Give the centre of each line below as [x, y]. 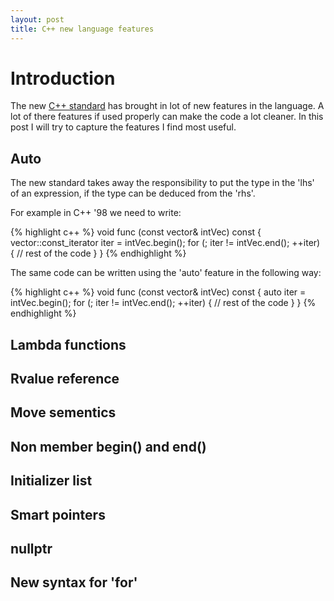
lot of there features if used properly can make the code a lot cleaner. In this [167, 117]
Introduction [63, 78]
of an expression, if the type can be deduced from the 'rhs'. [133, 193]
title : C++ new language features [82, 29]
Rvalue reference [65, 379]
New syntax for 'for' [74, 582]
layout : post [37, 19]
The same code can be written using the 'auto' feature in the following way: [166, 273]
